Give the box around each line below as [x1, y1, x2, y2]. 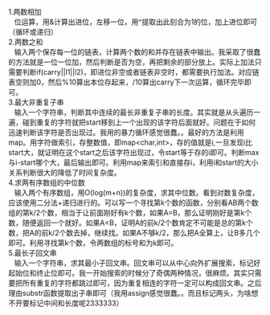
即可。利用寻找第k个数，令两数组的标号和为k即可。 [8, 238, 178, 247]
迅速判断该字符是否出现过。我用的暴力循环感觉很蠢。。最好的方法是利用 [8, 128, 244, 137]
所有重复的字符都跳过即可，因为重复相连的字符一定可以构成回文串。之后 [22, 278, 262, 288]
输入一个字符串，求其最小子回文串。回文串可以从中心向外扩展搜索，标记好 [14, 258, 261, 268]
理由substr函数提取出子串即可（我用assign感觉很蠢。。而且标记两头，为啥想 [8, 288, 259, 297]
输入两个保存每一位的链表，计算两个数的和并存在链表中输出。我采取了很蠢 [14, 47, 261, 56]
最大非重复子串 [14, 97, 64, 107]
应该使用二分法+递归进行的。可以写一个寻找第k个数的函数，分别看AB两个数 [8, 198, 259, 207]
